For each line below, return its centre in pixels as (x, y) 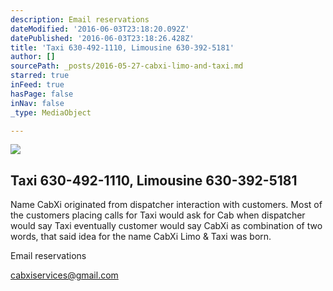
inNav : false (37, 103)
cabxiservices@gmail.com (64, 275)
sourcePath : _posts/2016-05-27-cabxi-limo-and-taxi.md (127, 66)
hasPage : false (42, 94)
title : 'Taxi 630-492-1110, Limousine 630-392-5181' (122, 47)
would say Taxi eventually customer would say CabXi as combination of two (166, 226)
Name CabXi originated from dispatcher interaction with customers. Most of (166, 205)
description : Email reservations (80, 19)
